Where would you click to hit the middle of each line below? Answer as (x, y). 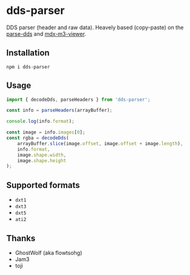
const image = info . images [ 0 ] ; (46, 132)
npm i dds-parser (28, 67)
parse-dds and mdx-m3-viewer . (46, 33)
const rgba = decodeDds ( (38, 138)
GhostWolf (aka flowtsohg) (49, 253)
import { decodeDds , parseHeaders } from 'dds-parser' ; (78, 100)
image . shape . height (42, 161)
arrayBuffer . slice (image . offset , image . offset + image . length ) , (100, 143)
